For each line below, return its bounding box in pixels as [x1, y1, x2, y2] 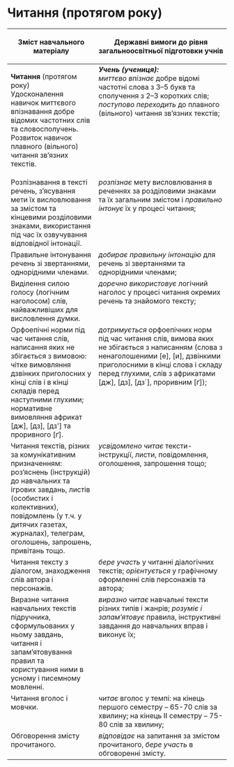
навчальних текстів [10, 603, 77, 613]
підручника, [10, 612, 51, 622]
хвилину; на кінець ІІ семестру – [98, 710, 208, 720]
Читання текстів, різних [10, 441, 91, 451]
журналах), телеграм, [10, 528, 85, 538]
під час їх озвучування [10, 229, 88, 239]
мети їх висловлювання [10, 194, 91, 204]
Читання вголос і [10, 693, 68, 703]
